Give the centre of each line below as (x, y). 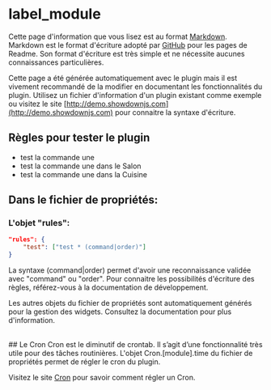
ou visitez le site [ (38, 104)
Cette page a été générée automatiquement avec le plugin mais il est (123, 78)
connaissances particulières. (56, 62)
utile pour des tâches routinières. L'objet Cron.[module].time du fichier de (131, 354)
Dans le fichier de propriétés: (83, 200)
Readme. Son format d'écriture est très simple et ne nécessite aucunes (127, 53)
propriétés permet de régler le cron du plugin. (85, 362)
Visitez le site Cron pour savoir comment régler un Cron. (102, 378)
